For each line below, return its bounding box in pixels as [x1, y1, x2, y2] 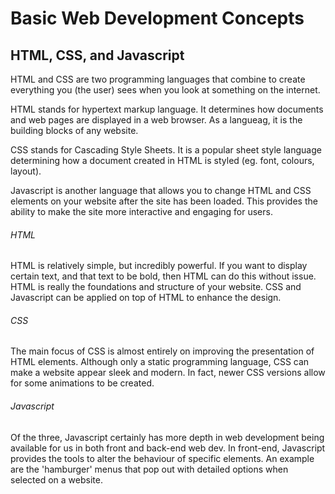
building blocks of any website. [10, 125, 139, 136]
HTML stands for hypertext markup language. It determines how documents [10, 103, 324, 115]
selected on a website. [10, 473, 103, 486]
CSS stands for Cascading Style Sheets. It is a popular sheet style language [10, 144, 322, 156]
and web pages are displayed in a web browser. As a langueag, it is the [10, 114, 303, 126]
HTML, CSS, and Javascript [10, 47, 185, 64]
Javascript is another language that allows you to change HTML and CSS [10, 185, 312, 196]
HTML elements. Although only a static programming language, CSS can [10, 356, 310, 368]
